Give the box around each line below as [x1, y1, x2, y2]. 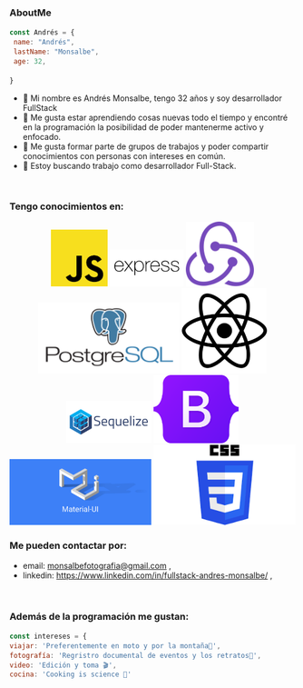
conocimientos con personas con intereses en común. [22, 150, 226, 161]
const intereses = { [9, 632, 88, 641]
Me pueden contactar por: [9, 539, 127, 552]
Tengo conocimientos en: [9, 200, 124, 213]
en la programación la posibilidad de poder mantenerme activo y [22, 121, 265, 133]
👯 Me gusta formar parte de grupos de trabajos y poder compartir [22, 141, 269, 152]
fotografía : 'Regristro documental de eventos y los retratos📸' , [9, 651, 261, 660]
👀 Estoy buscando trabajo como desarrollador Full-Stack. [22, 160, 237, 171]
